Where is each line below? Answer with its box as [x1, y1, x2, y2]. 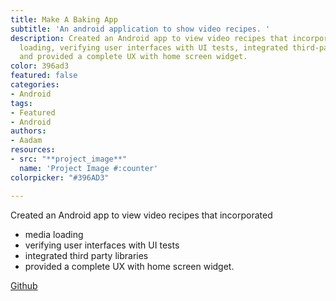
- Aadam [10, 136, 43, 146]
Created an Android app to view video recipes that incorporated [10, 209, 273, 221]
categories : [10, 80, 60, 90]
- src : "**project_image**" [10, 154, 128, 164]
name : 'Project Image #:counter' [19, 163, 159, 173]
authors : [10, 126, 47, 136]
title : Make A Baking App [10, 14, 118, 25]
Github [10, 279, 38, 291]
